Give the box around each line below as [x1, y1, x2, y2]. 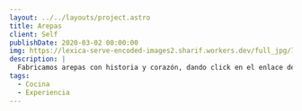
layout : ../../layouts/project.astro [9, 13, 151, 22]
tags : [9, 72, 30, 81]
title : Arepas [9, 21, 63, 30]
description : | [9, 55, 67, 64]
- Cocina [17, 80, 50, 89]
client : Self [9, 30, 58, 38]
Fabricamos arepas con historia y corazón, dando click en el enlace [17, 64, 283, 73]
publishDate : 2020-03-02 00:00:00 [9, 38, 139, 47]
